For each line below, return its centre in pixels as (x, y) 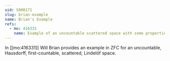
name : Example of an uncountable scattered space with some (79, 33)
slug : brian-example (27, 15)
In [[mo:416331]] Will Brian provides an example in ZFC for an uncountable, (83, 48)
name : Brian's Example (29, 19)
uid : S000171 (19, 10)
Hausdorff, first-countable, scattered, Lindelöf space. (60, 53)
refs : (10, 24)
